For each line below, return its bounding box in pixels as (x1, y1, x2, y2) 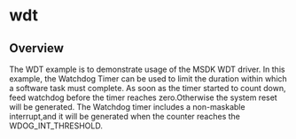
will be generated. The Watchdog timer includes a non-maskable (9, 102, 245, 112)
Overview (9, 41, 65, 56)
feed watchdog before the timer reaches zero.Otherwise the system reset (9, 92, 277, 103)
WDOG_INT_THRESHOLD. (9, 120, 104, 131)
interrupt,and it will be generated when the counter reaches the (9, 112, 241, 121)
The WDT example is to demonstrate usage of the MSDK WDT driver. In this (9, 64, 285, 74)
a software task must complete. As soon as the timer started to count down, (9, 83, 286, 93)
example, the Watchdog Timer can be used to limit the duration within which (9, 73, 288, 84)
